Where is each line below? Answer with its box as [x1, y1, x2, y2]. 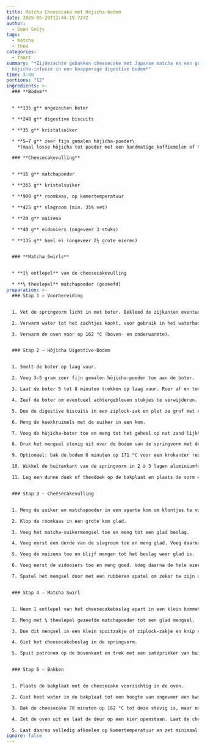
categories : [6, 49, 37, 55]
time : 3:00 [6, 72, 34, 78]
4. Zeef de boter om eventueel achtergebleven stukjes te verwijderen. [12, 397, 198, 403]
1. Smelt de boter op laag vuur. [12, 364, 97, 370]
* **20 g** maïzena [12, 215, 62, 221]
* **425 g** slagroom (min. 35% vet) [12, 204, 108, 210]
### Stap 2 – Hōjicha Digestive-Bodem [12, 347, 111, 354]
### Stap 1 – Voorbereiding [12, 292, 84, 298]
